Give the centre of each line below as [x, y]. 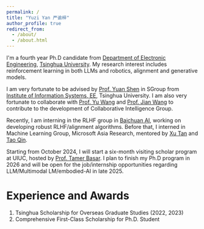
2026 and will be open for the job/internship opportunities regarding [92, 165]
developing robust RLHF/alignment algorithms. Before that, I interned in [96, 127]
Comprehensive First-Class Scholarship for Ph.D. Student [87, 219]
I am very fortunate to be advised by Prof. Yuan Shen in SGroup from [93, 89]
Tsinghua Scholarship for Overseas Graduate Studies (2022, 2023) [99, 213]
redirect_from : [26, 29]
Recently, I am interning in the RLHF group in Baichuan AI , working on [94, 120]
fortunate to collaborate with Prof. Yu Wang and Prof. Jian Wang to [90, 102]
